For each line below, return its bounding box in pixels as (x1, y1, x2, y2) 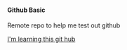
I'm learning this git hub (7, 35, 76, 44)
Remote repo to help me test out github (7, 21, 121, 30)
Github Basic (7, 6, 46, 14)
